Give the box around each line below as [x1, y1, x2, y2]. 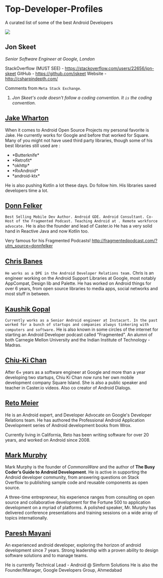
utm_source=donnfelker [5, 243, 53, 249]
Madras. [5, 342, 22, 348]
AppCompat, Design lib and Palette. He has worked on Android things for [5, 280, 152, 286]
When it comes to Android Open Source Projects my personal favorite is [5, 127, 149, 133]
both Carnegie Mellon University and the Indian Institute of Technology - [5, 337, 150, 343]
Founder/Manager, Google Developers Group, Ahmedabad [5, 567, 122, 573]
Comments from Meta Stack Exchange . [5, 85, 82, 91]
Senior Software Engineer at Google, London [5, 56, 95, 62]
